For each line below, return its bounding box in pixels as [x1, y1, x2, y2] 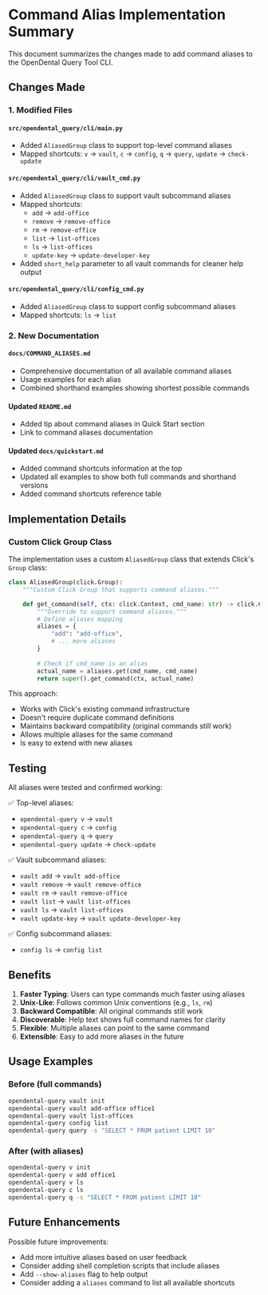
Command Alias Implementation [8, 6, 226, 24]
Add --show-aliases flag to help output [19, 1269, 148, 1279]
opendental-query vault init [8, 1097, 105, 1105]
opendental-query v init [8, 1164, 91, 1172]
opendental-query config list [8, 1119, 109, 1127]
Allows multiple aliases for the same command [19, 729, 173, 740]
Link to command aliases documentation [19, 427, 153, 437]
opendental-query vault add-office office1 [8, 1104, 156, 1112]
